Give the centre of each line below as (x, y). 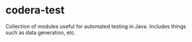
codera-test (35, 10)
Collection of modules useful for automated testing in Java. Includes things (96, 26)
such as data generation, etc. (41, 32)
